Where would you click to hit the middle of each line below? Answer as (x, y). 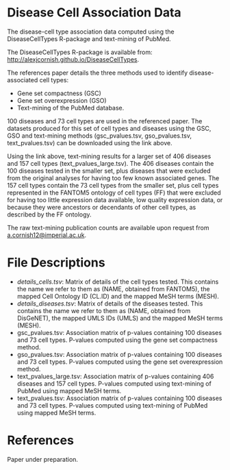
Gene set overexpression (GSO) (62, 100)
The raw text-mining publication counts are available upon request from (108, 227)
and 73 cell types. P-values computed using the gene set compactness (117, 340)
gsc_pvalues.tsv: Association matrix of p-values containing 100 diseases (119, 332)
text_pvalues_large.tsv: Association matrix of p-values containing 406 (115, 376)
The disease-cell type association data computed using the (91, 32)
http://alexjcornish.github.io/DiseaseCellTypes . (73, 59)
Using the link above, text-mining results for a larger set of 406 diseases (109, 156)
